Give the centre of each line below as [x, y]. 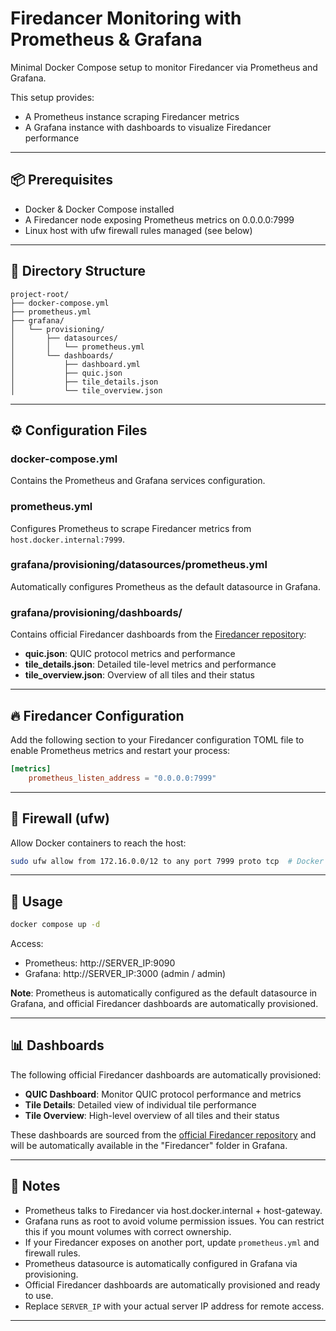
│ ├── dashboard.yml [75, 364]
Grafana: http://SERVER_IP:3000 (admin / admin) [125, 974]
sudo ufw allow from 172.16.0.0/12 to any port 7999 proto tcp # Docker [167, 861]
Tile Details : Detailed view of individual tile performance [140, 1104]
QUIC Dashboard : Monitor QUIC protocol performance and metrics [163, 1094]
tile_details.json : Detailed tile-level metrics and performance [150, 664]
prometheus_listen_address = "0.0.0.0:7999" [122, 778]
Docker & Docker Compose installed [99, 209]
